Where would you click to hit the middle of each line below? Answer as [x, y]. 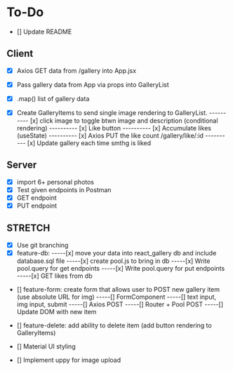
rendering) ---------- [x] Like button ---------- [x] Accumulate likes [114, 128]
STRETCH [28, 228]
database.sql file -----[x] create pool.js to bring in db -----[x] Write [113, 261]
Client [20, 54]
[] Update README [44, 32]
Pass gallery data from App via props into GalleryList [93, 84]
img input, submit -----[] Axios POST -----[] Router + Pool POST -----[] [120, 304]
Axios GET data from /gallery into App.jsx [76, 70]
